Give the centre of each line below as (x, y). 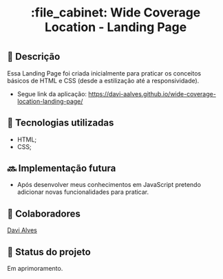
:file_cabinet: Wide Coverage (116, 13)
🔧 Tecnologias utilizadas (61, 123)
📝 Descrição (34, 57)
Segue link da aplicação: (52, 93)
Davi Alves (22, 230)
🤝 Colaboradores (44, 213)
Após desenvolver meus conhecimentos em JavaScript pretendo (109, 185)
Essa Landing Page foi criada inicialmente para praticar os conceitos (104, 73)
